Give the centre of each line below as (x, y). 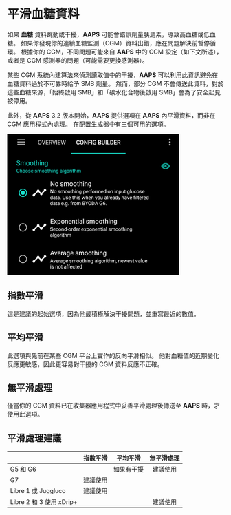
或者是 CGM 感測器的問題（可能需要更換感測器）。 (78, 60)
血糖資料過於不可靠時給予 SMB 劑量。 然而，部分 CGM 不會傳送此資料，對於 (115, 83)
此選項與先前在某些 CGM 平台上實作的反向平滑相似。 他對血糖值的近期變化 (113, 355)
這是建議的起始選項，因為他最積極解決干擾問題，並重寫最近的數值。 (103, 313)
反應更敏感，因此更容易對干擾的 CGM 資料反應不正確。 (85, 364)
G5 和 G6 (23, 469)
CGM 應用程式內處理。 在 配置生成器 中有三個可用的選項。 (88, 124)
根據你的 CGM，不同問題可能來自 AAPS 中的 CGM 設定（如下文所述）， (121, 52)
